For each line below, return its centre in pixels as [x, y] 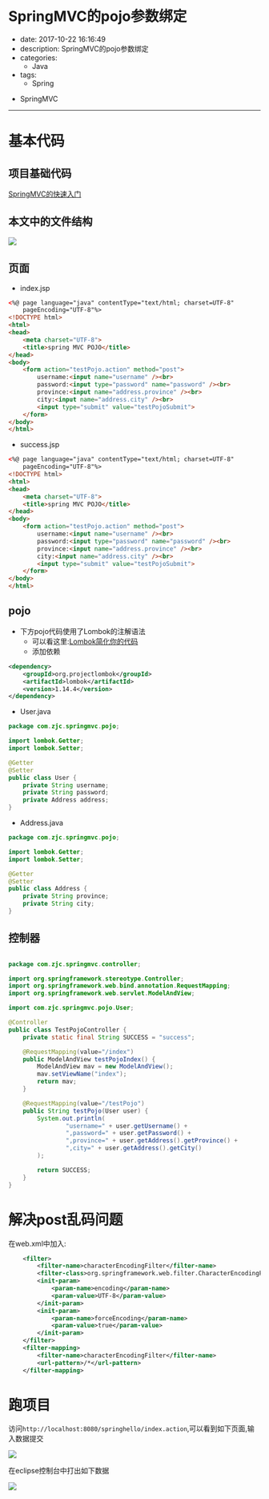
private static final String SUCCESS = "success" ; [109, 1037]
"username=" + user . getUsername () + [126, 1126]
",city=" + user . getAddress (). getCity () [134, 1148]
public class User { [43, 778]
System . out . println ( [71, 1118]
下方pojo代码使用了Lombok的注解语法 [82, 631]
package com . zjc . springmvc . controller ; [75, 964]
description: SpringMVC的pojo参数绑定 [84, 48]
